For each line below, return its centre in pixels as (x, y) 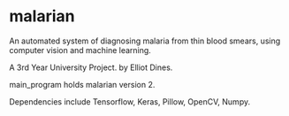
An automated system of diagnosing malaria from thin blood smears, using (145, 41)
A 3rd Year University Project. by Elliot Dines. (91, 67)
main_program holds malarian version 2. (82, 84)
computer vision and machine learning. (80, 50)
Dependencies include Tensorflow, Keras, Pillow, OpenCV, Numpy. (129, 101)
